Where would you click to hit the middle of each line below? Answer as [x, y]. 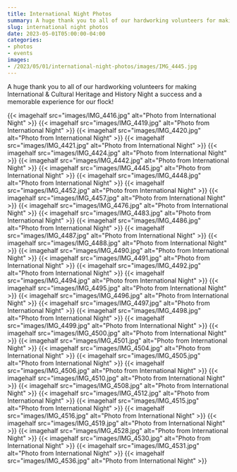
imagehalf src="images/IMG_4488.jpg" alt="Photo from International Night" [117, 243]
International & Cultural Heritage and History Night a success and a [105, 94]
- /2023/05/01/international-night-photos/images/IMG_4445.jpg [102, 66]
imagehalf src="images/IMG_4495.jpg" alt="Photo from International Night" [117, 288]
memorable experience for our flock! [61, 101]
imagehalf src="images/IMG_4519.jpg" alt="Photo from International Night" [116, 423]
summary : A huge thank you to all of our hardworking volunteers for [112, 20]
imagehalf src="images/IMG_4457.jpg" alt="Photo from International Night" [116, 198]
